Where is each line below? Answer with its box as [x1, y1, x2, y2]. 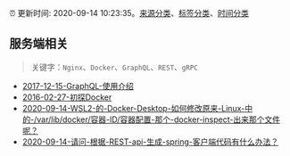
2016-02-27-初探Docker [21, 92, 112, 103]
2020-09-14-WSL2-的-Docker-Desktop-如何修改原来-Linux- [21, 103, 245, 113]
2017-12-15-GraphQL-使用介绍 [21, 80, 134, 91]
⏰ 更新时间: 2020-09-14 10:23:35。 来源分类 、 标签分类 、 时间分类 [9, 8, 250, 18]
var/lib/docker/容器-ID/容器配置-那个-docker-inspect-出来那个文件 [37, 114, 281, 125]
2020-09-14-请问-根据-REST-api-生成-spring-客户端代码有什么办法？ [21, 136, 279, 147]
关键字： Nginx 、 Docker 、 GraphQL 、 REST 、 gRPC [30, 62, 198, 72]
